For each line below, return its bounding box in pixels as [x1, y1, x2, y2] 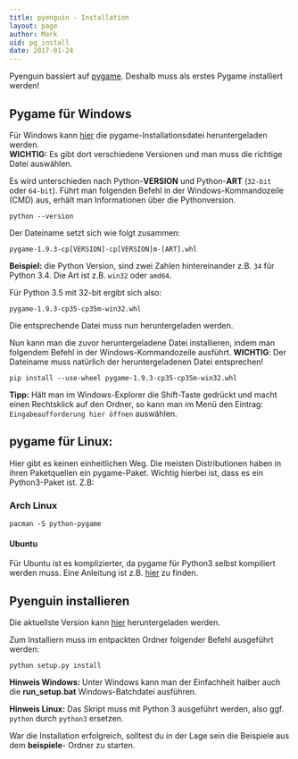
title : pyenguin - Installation [9, 13, 129, 22]
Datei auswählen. [9, 158, 73, 169]
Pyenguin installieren [9, 593, 130, 608]
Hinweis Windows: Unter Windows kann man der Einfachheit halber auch [9, 677, 281, 688]
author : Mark [9, 29, 58, 38]
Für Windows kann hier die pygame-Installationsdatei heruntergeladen [9, 129, 268, 140]
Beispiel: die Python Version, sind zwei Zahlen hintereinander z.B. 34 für [9, 260, 275, 271]
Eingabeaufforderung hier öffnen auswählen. [9, 408, 178, 419]
